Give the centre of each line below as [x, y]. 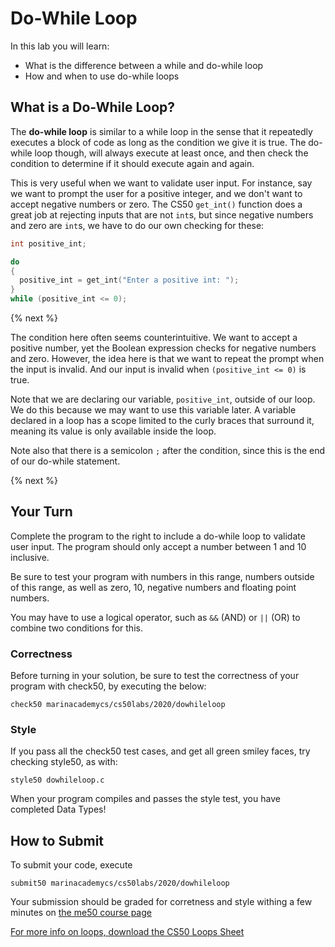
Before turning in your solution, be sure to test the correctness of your [155, 676]
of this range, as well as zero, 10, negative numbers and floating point [153, 587]
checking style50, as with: [64, 762]
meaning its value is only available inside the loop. [113, 431]
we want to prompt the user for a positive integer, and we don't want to [156, 193]
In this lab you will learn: [60, 46]
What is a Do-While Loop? [93, 107]
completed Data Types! [58, 809]
